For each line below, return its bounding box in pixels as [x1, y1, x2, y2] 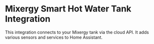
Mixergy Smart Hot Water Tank [5, 3, 132, 14]
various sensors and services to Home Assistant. [5, 34, 103, 40]
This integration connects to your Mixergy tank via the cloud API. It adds [5, 29, 149, 35]
